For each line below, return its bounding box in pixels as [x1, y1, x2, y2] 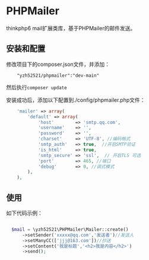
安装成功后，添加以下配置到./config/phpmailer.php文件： [6, 96, 145, 104]
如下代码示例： [6, 209, 43, 217]
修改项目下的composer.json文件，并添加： [6, 61, 110, 68]
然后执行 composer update [6, 83, 67, 90]
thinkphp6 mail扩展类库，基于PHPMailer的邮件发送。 [6, 24, 136, 32]
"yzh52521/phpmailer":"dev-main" [17, 73, 100, 79]
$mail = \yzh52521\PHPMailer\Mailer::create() [11, 226, 129, 233]
